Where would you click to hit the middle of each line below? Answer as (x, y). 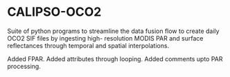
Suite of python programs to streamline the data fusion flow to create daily (113, 31)
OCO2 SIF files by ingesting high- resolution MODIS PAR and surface (105, 38)
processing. (24, 66)
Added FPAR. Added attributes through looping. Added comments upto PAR (115, 58)
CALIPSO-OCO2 (54, 12)
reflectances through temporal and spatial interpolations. (88, 45)
